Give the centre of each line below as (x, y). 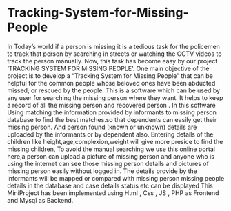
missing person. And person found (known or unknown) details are (102, 127)
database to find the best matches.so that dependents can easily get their (112, 119)
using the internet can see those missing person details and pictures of (108, 163)
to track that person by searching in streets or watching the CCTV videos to (114, 54)
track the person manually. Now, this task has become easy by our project (112, 61)
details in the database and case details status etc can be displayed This (110, 185)
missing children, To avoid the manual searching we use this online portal (111, 149)
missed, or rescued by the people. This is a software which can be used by (114, 90)
